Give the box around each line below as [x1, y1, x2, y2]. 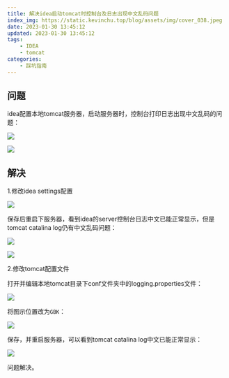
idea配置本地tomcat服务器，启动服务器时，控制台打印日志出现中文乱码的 [7, 110, 216, 118]
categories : [7, 56, 42, 63]
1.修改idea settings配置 [7, 187, 73, 196]
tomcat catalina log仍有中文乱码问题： [7, 224, 117, 232]
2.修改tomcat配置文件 [7, 265, 70, 273]
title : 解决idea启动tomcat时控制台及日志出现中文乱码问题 [7, 10, 159, 17]
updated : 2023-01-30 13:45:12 [7, 29, 95, 37]
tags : [7, 36, 23, 43]
